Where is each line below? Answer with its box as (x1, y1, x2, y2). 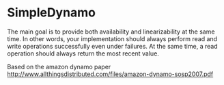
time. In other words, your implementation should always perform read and (7, 34, 217, 42)
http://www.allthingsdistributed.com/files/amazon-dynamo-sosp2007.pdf (7, 70, 214, 78)
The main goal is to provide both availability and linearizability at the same (7, 27, 215, 36)
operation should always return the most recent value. (7, 49, 159, 58)
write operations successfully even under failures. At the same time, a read (7, 42, 218, 50)
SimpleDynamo (7, 5, 96, 21)
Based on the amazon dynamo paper (7, 62, 111, 71)
